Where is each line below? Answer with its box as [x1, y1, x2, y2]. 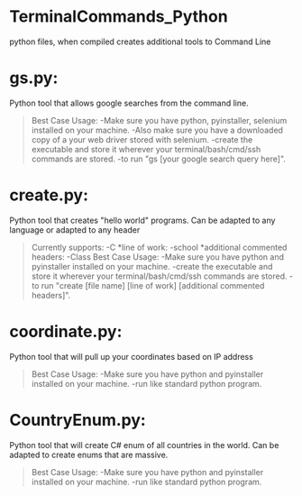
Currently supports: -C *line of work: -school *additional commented [31, 242, 288, 253]
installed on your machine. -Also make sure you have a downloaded [31, 124, 284, 135]
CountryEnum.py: [9, 409, 146, 430]
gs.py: [9, 68, 59, 88]
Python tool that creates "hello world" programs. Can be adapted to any [9, 215, 276, 225]
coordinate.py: [9, 322, 123, 342]
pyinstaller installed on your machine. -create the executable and [31, 261, 273, 271]
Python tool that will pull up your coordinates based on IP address [9, 351, 254, 362]
